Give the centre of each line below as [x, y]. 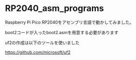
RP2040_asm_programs [54, 8]
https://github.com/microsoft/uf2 [38, 52]
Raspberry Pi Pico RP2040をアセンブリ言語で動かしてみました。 [69, 22]
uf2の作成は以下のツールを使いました [42, 42]
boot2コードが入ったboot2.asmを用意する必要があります [62, 32]
